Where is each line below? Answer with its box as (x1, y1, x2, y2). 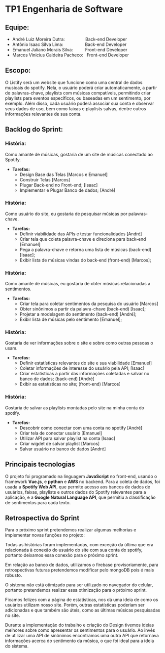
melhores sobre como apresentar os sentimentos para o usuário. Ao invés (5, 627, 155, 633)
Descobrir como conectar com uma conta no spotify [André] (19, 425, 143, 431)
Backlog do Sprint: (5, 125, 63, 134)
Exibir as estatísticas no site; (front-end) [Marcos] (19, 381, 121, 387)
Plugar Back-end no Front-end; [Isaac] (19, 182, 98, 188)
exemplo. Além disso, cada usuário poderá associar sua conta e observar (5, 100, 154, 106)
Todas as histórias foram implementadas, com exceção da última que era (5, 542, 154, 548)
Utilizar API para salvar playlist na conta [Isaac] (19, 435, 116, 441)
